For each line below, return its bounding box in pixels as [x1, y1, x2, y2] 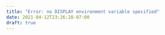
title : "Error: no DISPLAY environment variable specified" [6, 8, 160, 15]
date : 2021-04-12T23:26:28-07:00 [6, 14, 90, 20]
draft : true [6, 20, 36, 26]
